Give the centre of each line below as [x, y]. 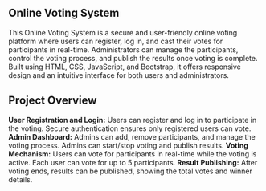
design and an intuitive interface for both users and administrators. [119, 75]
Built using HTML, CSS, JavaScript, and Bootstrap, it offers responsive [125, 67]
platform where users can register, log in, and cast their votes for [116, 41]
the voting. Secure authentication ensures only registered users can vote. [130, 128]
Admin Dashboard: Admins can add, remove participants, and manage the [132, 136]
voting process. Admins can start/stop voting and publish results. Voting [129, 145]
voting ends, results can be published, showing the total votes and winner [131, 171]
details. [20, 179]
